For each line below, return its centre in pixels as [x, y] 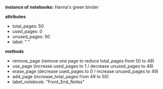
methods [15, 51]
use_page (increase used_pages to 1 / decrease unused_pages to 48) [83, 66]
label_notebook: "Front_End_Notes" [48, 82]
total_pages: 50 [28, 26]
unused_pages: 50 [31, 37]
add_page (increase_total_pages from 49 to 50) [61, 76]
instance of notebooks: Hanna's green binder [52, 7]
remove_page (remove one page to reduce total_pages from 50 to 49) [83, 61]
